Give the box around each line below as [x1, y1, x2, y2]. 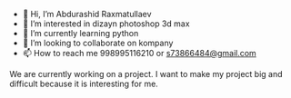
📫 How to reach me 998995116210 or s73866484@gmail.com [22, 48, 256, 58]
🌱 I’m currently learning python [22, 28, 139, 38]
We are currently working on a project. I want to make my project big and [9, 69, 284, 79]
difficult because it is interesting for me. [9, 78, 159, 89]
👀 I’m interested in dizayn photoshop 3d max [22, 18, 190, 29]
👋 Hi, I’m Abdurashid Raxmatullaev [22, 9, 152, 19]
